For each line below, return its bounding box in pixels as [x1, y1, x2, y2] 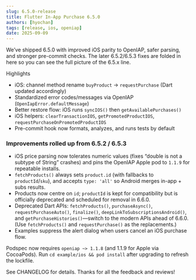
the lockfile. [6, 257, 34, 264]
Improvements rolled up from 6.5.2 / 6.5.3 [6, 140, 127, 148]
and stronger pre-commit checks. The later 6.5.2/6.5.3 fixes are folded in [6, 53, 181, 60]
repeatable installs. [14, 165, 61, 172]
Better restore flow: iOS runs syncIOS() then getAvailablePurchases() [14, 106, 182, 113]
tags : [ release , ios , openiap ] [6, 25, 82, 31]
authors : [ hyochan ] [6, 19, 54, 25]
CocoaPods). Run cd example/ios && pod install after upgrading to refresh [6, 251, 189, 258]
